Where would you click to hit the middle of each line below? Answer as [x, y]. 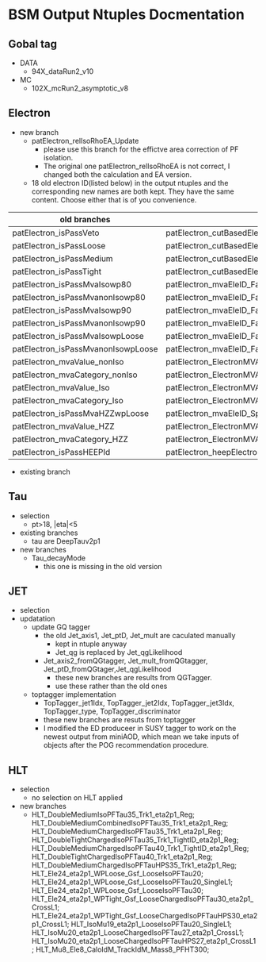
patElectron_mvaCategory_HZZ [70, 439]
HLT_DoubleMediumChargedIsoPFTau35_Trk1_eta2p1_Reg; [127, 832]
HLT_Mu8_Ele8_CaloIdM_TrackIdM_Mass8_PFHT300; [122, 949]
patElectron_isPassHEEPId [61, 452]
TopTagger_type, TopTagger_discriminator [112, 711]
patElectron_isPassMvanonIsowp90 [79, 323]
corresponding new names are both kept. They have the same [133, 191]
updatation [37, 619]
